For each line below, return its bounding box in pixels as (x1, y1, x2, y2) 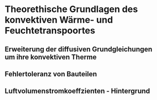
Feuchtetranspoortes (5, 25, 96, 36)
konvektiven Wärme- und (5, 14, 113, 26)
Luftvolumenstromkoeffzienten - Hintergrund (5, 87, 150, 95)
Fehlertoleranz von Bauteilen (5, 69, 97, 78)
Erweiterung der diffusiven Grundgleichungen (5, 45, 152, 53)
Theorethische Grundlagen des (5, 4, 138, 15)
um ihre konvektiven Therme (5, 53, 97, 61)
